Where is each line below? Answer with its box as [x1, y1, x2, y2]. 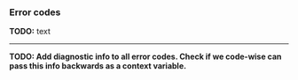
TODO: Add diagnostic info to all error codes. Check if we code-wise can [9, 51, 282, 62]
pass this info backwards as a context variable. [9, 61, 187, 71]
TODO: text [9, 26, 51, 37]
